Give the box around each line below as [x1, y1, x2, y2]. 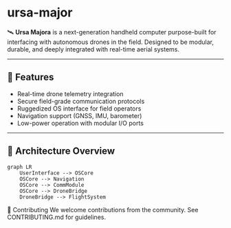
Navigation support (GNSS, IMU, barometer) [16, 111, 142, 119]
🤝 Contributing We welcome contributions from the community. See [7, 205, 199, 214]
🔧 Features [7, 71, 54, 83]
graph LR [7, 163, 32, 170]
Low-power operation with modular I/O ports [16, 119, 144, 127]
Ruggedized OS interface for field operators [16, 104, 142, 113]
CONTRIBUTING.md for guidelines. [7, 213, 107, 221]
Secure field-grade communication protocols [16, 97, 145, 105]
